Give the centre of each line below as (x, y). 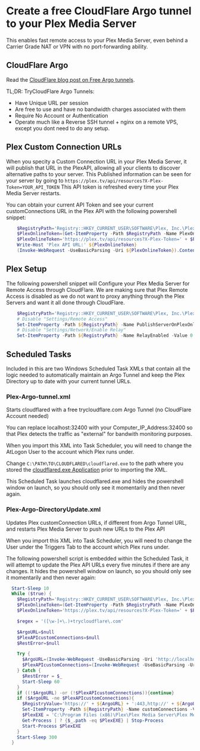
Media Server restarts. (34, 193)
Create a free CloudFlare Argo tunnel (99, 11)
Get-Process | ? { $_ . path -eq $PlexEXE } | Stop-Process (93, 721)
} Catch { (29, 671)
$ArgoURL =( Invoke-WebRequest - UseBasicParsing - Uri (87, 660)
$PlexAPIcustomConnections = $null (58, 638)
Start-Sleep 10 (30, 588)
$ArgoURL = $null (36, 632)
